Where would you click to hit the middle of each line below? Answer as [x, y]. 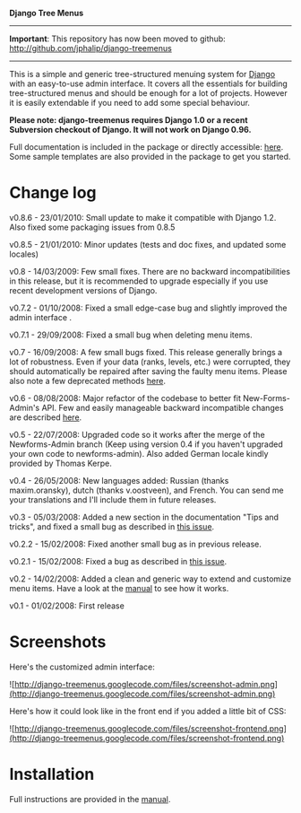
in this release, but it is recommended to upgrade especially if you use [139, 281]
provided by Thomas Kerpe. [60, 463]
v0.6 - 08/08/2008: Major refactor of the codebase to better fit [125, 398]
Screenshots [58, 642]
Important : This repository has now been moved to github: [117, 39]
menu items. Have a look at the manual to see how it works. [119, 588]
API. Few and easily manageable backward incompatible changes [163, 407]
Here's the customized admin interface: [82, 667]
